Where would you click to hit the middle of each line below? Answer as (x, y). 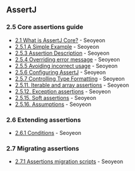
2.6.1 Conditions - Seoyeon (48, 132)
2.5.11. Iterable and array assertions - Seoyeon (72, 85)
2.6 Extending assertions (43, 120)
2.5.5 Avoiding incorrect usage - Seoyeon (66, 66)
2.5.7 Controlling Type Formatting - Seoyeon (70, 78)
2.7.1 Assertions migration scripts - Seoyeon (69, 161)
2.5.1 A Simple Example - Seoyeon (57, 46)
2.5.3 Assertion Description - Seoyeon (62, 53)
